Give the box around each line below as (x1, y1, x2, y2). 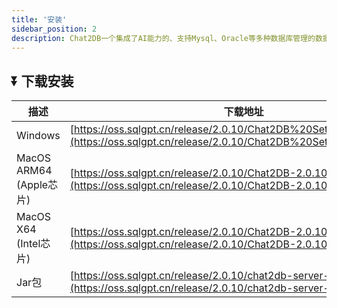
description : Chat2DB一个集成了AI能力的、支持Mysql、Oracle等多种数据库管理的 (11, 33, 316, 43)
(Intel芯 (16, 237, 51, 251)
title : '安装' (11, 14, 68, 25)
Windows (16, 129, 61, 143)
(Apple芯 (16, 178, 59, 192)
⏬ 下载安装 (11, 72, 74, 90)
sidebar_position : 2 (11, 24, 98, 34)
